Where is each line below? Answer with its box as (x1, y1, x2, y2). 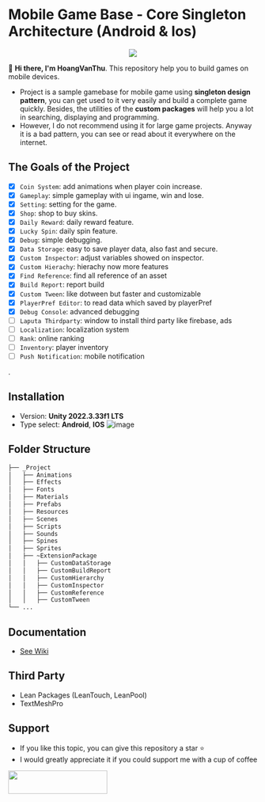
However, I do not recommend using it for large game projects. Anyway (19, 120, 252, 130)
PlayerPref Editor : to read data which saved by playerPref (19, 298, 212, 307)
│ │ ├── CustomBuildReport (8, 566, 112, 575)
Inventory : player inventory (19, 342, 109, 352)
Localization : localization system (19, 325, 129, 334)
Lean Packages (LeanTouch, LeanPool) (19, 690, 148, 700)
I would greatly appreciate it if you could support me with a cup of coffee (19, 754, 258, 764)
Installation (8, 390, 65, 404)
